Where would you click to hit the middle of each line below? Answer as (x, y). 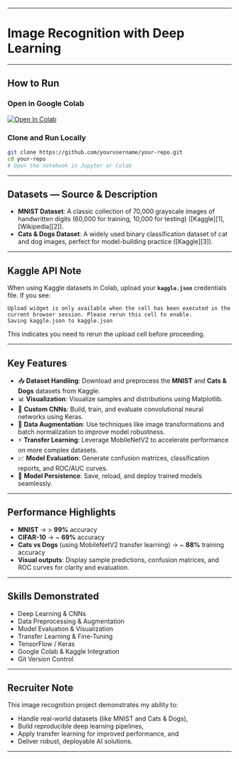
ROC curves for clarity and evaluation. (73, 567)
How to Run (33, 84)
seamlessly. (35, 483)
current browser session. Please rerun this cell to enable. (100, 315)
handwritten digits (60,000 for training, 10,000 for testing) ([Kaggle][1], (121, 219)
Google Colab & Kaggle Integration (68, 651)
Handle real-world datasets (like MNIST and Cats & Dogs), (103, 718)
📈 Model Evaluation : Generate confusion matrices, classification (113, 458)
